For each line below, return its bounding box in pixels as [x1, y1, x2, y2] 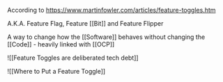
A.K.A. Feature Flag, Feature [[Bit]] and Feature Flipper [7, 19, 164, 27]
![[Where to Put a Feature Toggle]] [7, 67, 106, 75]
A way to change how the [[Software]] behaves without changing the [7, 33, 206, 41]
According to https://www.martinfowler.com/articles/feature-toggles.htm [7, 6, 216, 14]
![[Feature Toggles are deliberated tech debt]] [7, 54, 139, 62]
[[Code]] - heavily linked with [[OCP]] [7, 40, 115, 48]
